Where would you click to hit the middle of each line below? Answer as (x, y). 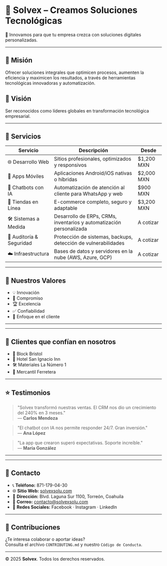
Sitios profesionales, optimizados (93, 159)
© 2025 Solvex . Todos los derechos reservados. (55, 559)
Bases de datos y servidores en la (93, 251)
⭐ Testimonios (28, 393)
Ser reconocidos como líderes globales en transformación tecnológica (77, 111)
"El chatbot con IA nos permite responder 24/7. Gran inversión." (83, 428)
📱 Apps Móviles (26, 176)
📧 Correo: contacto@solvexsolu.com (50, 502)
